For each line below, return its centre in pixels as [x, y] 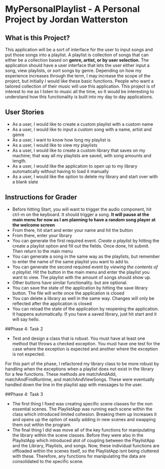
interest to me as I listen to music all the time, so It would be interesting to [80, 91]
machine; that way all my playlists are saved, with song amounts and [82, 155]
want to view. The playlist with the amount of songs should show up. [82, 277]
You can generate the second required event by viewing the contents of [85, 267]
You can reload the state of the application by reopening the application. [85, 309]
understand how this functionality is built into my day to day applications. [79, 97]
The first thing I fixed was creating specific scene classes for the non [82, 403]
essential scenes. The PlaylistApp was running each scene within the [82, 409]
